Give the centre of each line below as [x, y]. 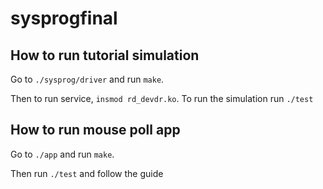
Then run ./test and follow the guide [87, 173]
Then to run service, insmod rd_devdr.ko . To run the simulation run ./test [162, 98]
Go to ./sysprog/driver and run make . [87, 79]
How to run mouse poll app [95, 130]
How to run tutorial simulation [105, 55]
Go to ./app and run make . [62, 154]
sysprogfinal [64, 18]
